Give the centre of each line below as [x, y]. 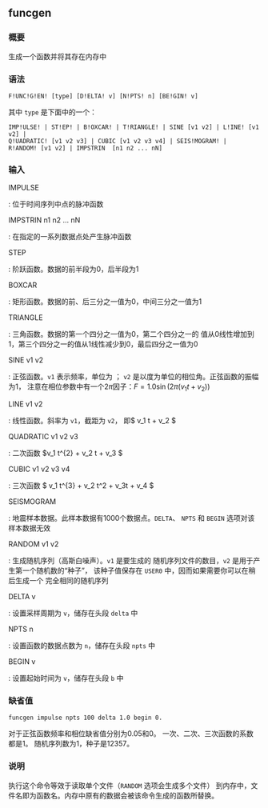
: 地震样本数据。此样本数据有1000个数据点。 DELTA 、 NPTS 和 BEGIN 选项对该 [132, 518]
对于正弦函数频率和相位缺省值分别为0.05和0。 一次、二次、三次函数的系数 [131, 734]
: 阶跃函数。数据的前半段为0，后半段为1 [74, 269]
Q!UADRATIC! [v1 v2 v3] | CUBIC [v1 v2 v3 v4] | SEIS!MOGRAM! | [118, 141]
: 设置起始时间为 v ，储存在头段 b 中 [66, 678]
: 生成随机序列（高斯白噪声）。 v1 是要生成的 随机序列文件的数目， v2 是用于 [131, 561]
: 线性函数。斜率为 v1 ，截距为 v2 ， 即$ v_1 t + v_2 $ [92, 421]
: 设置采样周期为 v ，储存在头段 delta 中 [73, 613]
